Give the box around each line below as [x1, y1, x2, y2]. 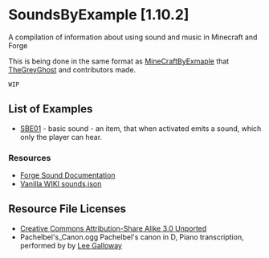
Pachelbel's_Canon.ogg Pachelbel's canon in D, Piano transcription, [19, 231, 244, 242]
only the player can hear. [19, 132, 103, 141]
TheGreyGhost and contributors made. [8, 64, 137, 74]
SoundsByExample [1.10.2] [8, 6, 190, 24]
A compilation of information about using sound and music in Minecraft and [8, 32, 258, 42]
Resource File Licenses [8, 203, 127, 216]
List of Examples [8, 102, 93, 116]
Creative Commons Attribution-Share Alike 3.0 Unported [19, 223, 207, 233]
